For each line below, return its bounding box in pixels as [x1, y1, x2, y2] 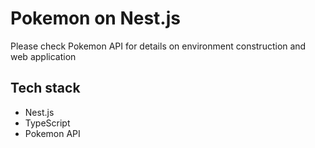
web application [10, 50, 77, 62]
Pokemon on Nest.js [10, 7, 181, 30]
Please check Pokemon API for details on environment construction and [10, 40, 307, 52]
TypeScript [24, 117, 71, 129]
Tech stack [10, 80, 81, 97]
